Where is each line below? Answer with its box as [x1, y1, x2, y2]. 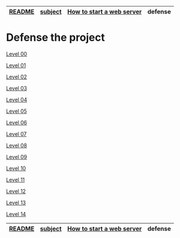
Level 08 [6, 142, 28, 149]
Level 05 [6, 107, 28, 115]
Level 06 [6, 119, 28, 126]
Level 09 [6, 153, 28, 160]
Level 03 [6, 84, 28, 92]
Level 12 [6, 187, 26, 194]
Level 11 [6, 176, 25, 183]
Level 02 [6, 73, 28, 80]
